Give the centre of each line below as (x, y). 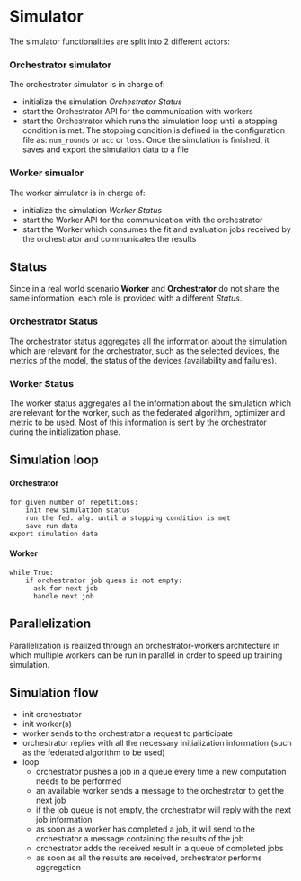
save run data (52, 526)
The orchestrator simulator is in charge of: (87, 85)
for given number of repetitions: (74, 502)
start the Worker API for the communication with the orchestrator (142, 220)
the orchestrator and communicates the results (109, 238)
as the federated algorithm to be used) (93, 752)
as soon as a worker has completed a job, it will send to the (146, 829)
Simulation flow (54, 692)
